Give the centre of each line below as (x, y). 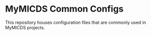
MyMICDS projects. (25, 27)
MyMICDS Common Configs (65, 9)
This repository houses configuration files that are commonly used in (76, 22)
